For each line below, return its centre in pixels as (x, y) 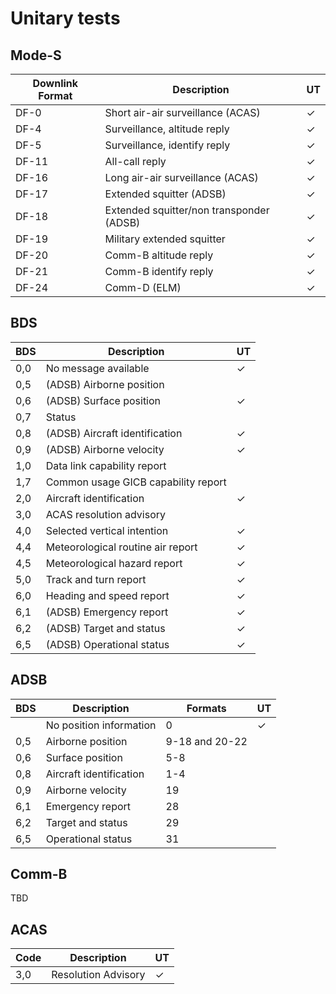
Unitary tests (65, 18)
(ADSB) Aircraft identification (114, 433)
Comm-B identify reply (159, 271)
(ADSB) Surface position (103, 400)
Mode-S (36, 55)
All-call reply (135, 161)
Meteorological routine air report (121, 547)
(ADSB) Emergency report (107, 612)
